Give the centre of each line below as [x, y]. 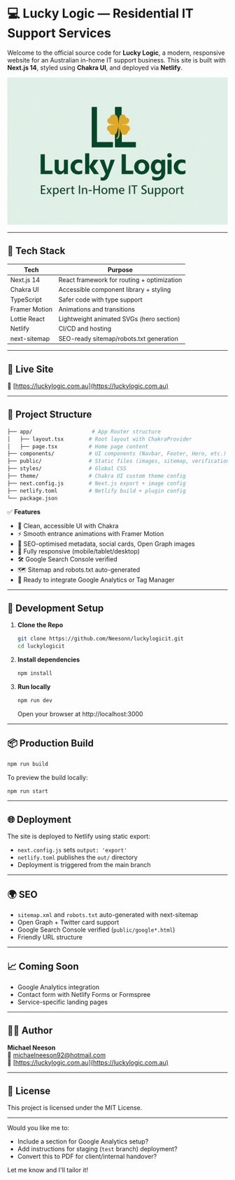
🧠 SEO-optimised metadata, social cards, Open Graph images [106, 544]
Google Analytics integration [58, 987]
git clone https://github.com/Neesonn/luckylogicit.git [100, 639]
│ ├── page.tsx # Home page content [78, 446]
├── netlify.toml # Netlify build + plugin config [97, 491]
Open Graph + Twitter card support [68, 923]
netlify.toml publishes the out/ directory [77, 857]
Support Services [59, 33]
